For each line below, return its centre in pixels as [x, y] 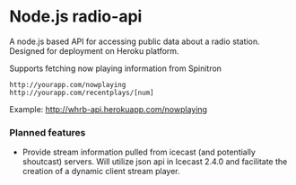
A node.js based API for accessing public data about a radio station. [135, 41]
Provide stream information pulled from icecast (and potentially [139, 152]
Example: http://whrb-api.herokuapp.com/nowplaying [109, 109]
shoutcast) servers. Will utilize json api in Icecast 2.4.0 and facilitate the [155, 162]
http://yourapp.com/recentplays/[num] [82, 92]
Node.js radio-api [76, 17]
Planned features [48, 132]
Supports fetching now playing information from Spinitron [116, 68]
